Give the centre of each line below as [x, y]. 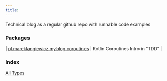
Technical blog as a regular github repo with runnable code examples [78, 24]
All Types [15, 73]
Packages [18, 38]
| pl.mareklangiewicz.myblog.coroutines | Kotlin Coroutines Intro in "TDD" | [84, 48]
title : [12, 10]
